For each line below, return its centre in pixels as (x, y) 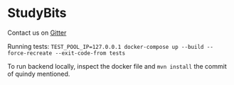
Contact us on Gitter (37, 33)
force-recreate (30, 53)
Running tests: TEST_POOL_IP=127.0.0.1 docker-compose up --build (106, 46)
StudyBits (37, 13)
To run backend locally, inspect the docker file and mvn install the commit (117, 66)
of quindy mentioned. (39, 74)
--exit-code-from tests (90, 53)
